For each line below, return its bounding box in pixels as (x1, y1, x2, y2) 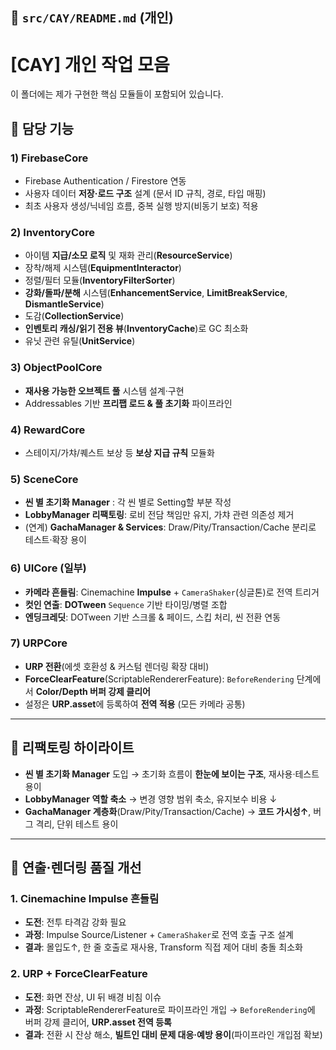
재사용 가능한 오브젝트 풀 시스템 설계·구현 (24, 384, 185, 397)
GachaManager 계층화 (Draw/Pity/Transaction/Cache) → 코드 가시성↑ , (24, 805, 312, 817)
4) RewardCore (10, 423, 86, 437)
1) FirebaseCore (10, 151, 89, 165)
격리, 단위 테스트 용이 (35, 818, 119, 830)
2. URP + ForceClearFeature (10, 967, 148, 981)
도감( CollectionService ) (24, 310, 125, 322)
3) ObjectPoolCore (10, 361, 103, 375)
